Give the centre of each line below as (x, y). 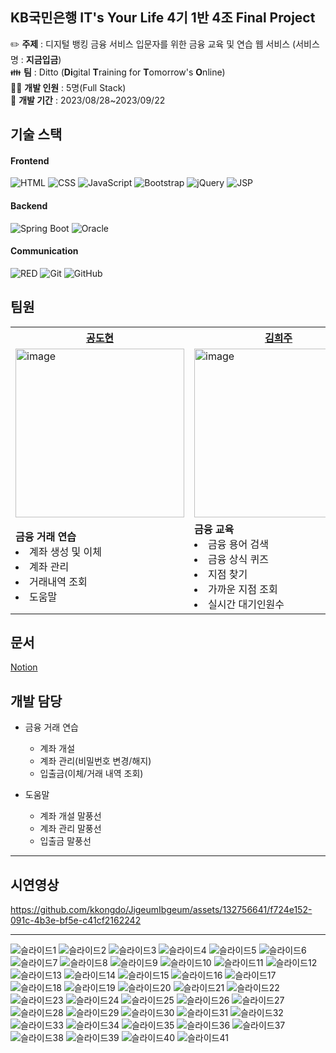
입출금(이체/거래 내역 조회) (91, 774)
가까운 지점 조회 (243, 589)
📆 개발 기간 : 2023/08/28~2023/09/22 (88, 100)
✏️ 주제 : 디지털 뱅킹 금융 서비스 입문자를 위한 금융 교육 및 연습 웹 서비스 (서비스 (165, 44)
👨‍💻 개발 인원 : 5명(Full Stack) (68, 87)
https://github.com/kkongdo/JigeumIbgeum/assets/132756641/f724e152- (161, 910)
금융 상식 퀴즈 (238, 559)
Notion (24, 667)
